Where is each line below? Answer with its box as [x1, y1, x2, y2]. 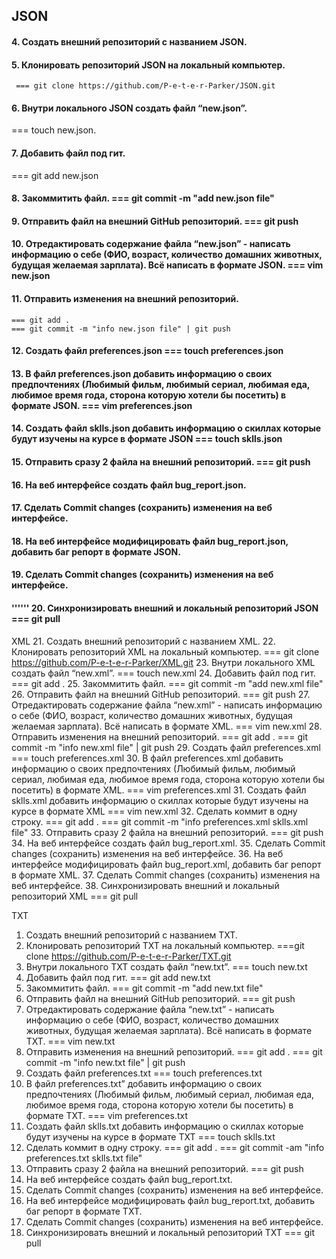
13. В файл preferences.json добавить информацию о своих [11, 367, 273, 379]
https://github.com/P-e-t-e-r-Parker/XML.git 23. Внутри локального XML [11, 656, 316, 668]
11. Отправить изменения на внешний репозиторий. [11, 292, 239, 304]
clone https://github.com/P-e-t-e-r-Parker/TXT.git [25, 950, 232, 962]
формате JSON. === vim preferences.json [11, 399, 193, 411]
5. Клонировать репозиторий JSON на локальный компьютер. [11, 59, 286, 71]
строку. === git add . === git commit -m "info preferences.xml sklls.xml [11, 815, 309, 828]
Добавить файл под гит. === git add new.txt [25, 971, 211, 983]
